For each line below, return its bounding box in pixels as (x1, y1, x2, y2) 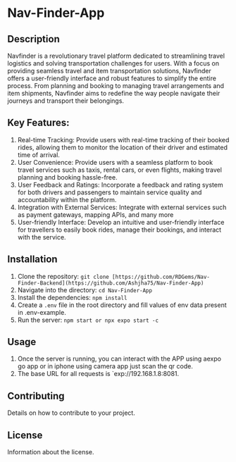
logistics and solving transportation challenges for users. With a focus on (7, 59, 220, 68)
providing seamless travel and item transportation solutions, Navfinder (7, 67, 211, 75)
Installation (7, 254, 58, 266)
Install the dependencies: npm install (17, 293, 128, 301)
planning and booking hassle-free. (17, 173, 118, 181)
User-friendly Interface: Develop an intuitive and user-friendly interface (17, 218, 225, 226)
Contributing (7, 389, 65, 402)
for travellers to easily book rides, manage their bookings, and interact (17, 225, 222, 234)
